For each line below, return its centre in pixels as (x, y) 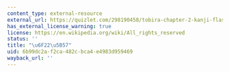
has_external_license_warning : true (59, 26)
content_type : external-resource (55, 13)
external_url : (27, 20)
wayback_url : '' (30, 58)
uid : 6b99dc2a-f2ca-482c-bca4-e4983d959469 (70, 52)
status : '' (23, 39)
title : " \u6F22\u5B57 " (39, 45)
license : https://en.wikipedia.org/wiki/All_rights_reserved (96, 33)
